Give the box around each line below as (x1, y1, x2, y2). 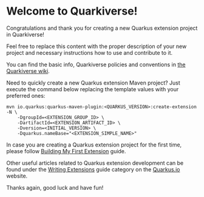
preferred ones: (6, 92, 46, 99)
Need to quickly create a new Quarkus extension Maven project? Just (6, 79, 180, 86)
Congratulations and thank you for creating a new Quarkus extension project (6, 24, 198, 32)
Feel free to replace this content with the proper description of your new (6, 43, 187, 50)
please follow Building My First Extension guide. (6, 147, 126, 154)
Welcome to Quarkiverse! (6, 4, 138, 18)
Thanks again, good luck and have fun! (6, 184, 104, 191)
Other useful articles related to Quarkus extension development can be (6, 159, 184, 167)
